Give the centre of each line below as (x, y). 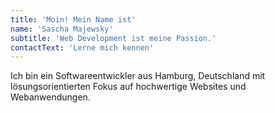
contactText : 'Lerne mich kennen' (82, 47)
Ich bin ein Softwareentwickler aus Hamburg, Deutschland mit (138, 76)
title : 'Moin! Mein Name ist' (73, 19)
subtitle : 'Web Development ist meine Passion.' (113, 38)
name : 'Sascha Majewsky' (62, 29)
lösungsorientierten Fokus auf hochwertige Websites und (128, 87)
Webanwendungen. (50, 97)
